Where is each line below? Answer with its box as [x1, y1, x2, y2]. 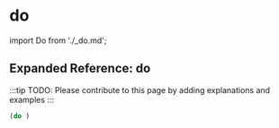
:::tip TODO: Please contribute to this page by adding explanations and [9, 84, 271, 95]
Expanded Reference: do [9, 61, 151, 76]
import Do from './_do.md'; [9, 35, 107, 46]
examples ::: [9, 94, 55, 105]
